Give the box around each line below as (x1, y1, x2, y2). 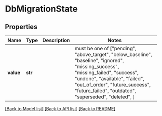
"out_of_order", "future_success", (74, 81, 151, 88)
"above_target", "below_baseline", (74, 51, 152, 58)
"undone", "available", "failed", (74, 75, 145, 82)
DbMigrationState (5, 3, 78, 14)
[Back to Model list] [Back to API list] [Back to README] (5, 106, 116, 112)
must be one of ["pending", (74, 45, 136, 52)
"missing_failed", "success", (74, 69, 139, 76)
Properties (5, 23, 38, 31)
